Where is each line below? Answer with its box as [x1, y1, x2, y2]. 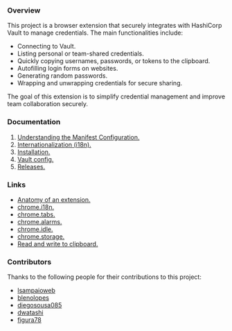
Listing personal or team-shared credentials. [17, 49, 144, 58]
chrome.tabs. [17, 210, 55, 219]
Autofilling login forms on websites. [17, 65, 118, 73]
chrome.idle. [17, 225, 53, 233]
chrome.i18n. [17, 203, 55, 211]
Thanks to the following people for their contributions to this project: [7, 273, 202, 281]
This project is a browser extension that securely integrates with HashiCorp [7, 22, 222, 30]
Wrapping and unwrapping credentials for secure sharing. [17, 79, 182, 87]
